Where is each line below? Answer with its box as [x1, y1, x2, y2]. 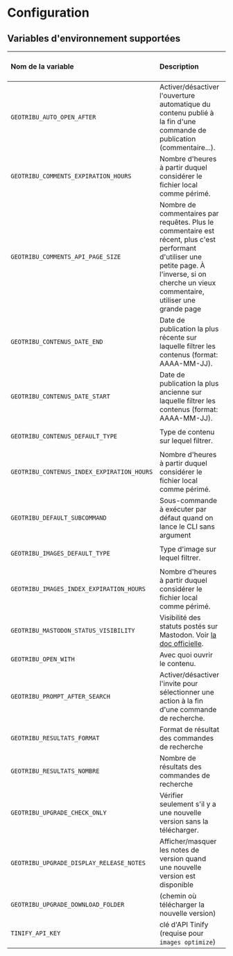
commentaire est [159, 226, 215, 235]
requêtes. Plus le [159, 217, 214, 227]
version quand [159, 854, 207, 863]
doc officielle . [159, 639, 204, 648]
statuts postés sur [159, 622, 218, 631]
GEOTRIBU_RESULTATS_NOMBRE [10, 767, 100, 775]
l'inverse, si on [159, 269, 207, 279]
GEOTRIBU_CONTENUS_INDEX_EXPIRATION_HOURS [10, 468, 153, 476]
